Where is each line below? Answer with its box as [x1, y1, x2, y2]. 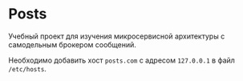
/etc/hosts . [8, 63, 47, 73]
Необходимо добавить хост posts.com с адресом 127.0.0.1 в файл [8, 55, 235, 65]
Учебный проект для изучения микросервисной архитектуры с [8, 31, 225, 41]
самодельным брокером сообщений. [8, 39, 136, 49]
